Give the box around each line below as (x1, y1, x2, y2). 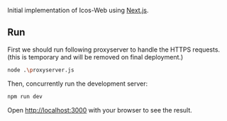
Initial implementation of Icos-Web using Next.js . (7, 6, 149, 14)
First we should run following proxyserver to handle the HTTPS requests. (7, 45, 221, 54)
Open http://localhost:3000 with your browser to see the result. (7, 105, 193, 114)
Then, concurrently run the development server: (7, 79, 148, 88)
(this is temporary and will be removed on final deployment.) (7, 52, 184, 61)
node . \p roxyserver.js (7, 67, 74, 74)
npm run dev (7, 93, 43, 100)
